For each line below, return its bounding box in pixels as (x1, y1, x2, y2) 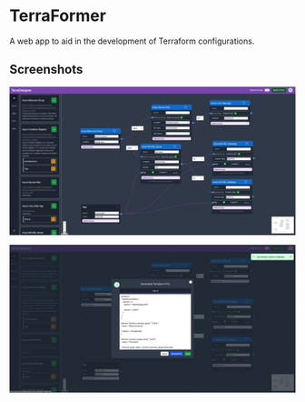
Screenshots (9, 62, 84, 77)
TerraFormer (9, 5, 107, 26)
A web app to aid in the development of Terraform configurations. (9, 35, 255, 46)
